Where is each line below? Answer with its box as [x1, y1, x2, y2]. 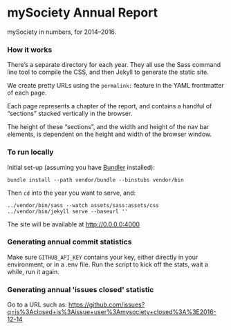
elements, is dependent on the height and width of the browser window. [7, 130, 212, 139]
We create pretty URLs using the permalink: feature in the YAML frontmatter [7, 81, 225, 90]
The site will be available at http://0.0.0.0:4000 [7, 220, 140, 229]
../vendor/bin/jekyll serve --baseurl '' [7, 208, 129, 215]
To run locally [7, 147, 54, 157]
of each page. [7, 88, 47, 97]
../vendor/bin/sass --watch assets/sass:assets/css [7, 202, 159, 208]
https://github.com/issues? [68, 300, 145, 309]
